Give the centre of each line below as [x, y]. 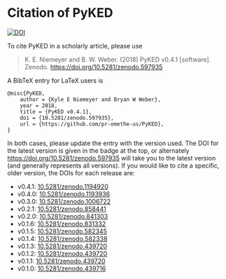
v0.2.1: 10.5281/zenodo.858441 [62, 209]
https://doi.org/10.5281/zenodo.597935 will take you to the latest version [112, 158]
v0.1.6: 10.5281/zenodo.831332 [62, 224]
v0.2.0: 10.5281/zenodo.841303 [63, 216]
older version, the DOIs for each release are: [71, 172]
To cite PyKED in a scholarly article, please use [75, 46]
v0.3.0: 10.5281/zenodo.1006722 [64, 201]
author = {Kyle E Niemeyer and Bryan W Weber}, [90, 100]
